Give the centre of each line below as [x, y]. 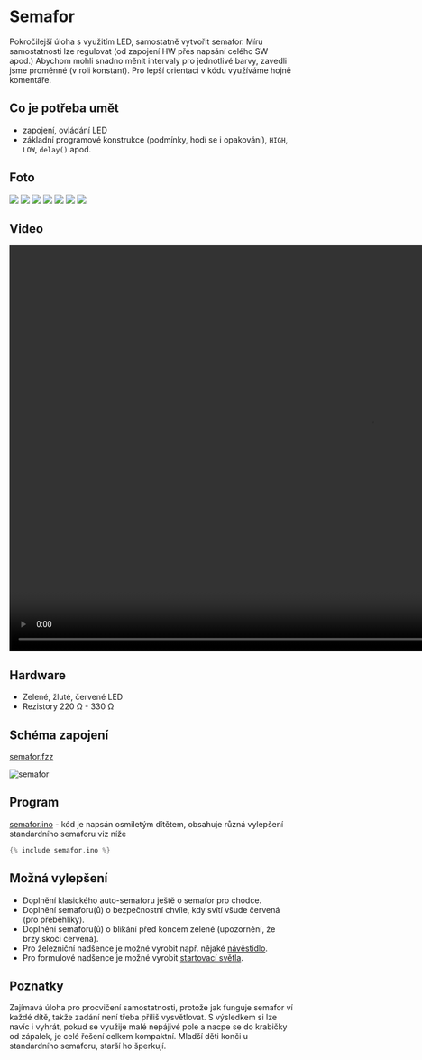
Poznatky [37, 986]
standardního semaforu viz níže [68, 834]
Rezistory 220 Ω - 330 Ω [68, 706]
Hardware [37, 675]
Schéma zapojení [59, 735]
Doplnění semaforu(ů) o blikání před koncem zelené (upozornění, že [149, 929]
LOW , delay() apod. [57, 149]
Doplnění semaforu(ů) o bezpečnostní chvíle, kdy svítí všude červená [151, 909]
